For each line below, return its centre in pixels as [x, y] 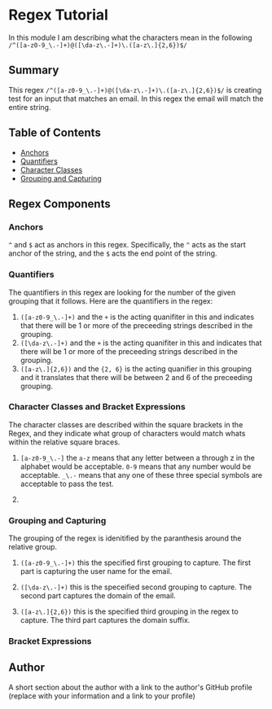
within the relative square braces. [64, 442]
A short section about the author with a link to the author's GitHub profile [130, 687]
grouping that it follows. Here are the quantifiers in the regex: [111, 301]
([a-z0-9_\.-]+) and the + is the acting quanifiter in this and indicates [137, 317]
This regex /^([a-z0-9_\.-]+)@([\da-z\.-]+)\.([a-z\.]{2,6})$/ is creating [135, 90]
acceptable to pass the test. [67, 484]
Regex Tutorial [58, 15]
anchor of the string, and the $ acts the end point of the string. [113, 253]
